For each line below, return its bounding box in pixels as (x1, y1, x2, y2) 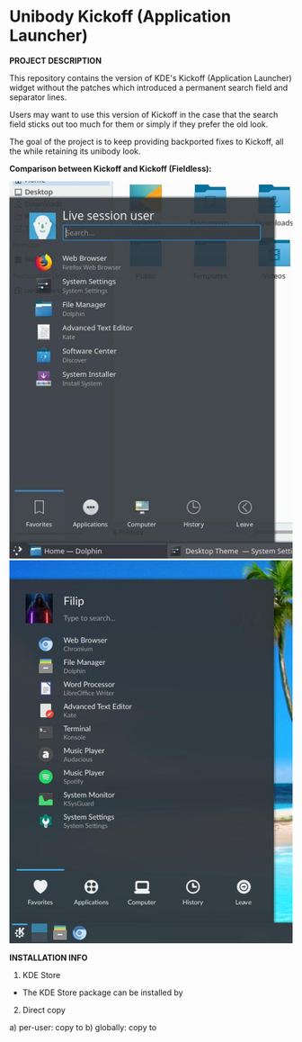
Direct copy (22, 1005, 66, 1016)
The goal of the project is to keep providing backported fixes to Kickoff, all (9, 136, 285, 147)
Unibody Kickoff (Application (9, 6, 232, 27)
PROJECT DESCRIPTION (9, 55, 102, 66)
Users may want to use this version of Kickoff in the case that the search (9, 109, 279, 120)
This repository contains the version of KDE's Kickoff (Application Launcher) (9, 72, 292, 83)
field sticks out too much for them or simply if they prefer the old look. (9, 119, 269, 130)
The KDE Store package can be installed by (22, 987, 183, 998)
